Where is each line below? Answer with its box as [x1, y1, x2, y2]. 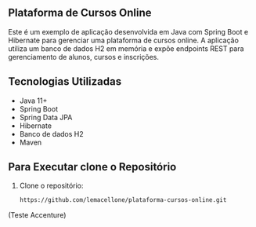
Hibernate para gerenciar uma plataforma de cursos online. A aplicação [8, 35, 239, 45]
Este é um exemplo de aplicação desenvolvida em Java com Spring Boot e [8, 27, 249, 36]
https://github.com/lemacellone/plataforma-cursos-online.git [19, 196, 227, 204]
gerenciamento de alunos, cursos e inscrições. [8, 52, 159, 61]
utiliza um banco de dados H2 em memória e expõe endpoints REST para [8, 43, 244, 53]
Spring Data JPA [19, 112, 73, 122]
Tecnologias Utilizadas [8, 75, 122, 89]
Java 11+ [19, 96, 48, 105]
